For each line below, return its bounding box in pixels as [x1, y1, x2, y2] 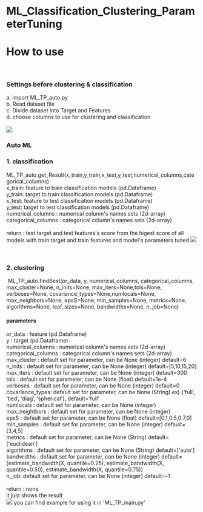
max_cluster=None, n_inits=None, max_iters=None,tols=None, [6, 284, 162, 291]
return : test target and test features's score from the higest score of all [6, 229, 184, 236]
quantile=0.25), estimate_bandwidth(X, [67, 460, 165, 467]
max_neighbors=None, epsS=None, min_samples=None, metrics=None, [6, 296, 187, 304]
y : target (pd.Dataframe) [6, 337, 68, 344]
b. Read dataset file [6, 100, 55, 108]
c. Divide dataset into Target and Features [6, 107, 111, 114]
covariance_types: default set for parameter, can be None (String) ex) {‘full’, [6, 389, 195, 396]
